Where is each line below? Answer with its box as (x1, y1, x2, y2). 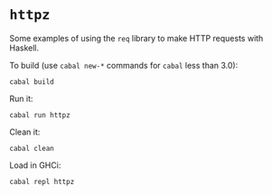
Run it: (9, 93, 33, 104)
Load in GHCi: (9, 160, 61, 171)
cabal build (9, 77, 54, 87)
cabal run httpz (9, 110, 70, 119)
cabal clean (9, 144, 54, 153)
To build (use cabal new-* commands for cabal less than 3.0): (9, 60, 239, 70)
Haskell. (9, 42, 40, 53)
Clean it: (9, 126, 41, 137)
